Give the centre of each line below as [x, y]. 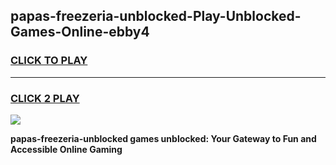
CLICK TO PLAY [49, 61]
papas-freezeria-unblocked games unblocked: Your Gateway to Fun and [163, 138]
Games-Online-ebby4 [80, 32]
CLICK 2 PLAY [45, 98]
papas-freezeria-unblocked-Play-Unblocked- [156, 16]
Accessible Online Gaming [66, 149]
